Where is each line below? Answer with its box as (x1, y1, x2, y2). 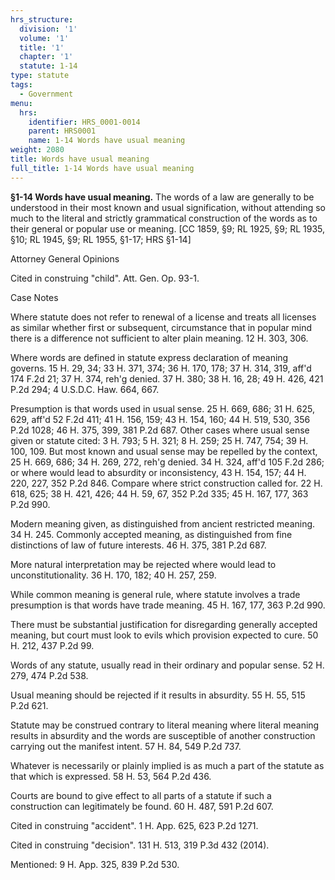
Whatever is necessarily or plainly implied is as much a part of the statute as (10, 759, 325, 771)
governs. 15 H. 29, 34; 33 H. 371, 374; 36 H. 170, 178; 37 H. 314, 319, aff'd (10, 362, 312, 374)
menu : (10, 98, 33, 108)
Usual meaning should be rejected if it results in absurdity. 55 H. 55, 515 (10, 689, 306, 701)
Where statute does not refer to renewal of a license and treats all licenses (10, 311, 317, 323)
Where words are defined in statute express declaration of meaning (10, 351, 289, 363)
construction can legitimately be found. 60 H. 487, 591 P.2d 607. (10, 800, 274, 812)
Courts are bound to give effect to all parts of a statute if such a (10, 789, 272, 801)
